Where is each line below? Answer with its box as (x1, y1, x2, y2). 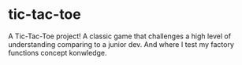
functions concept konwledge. (8, 48, 108, 57)
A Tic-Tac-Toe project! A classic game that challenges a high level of (8, 31, 231, 41)
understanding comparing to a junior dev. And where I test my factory (8, 39, 235, 49)
